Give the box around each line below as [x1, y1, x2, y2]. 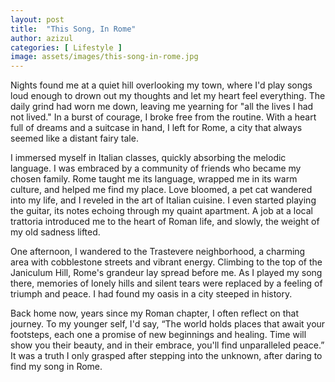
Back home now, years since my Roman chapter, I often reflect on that [10, 307, 300, 320]
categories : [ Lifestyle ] [10, 42, 123, 53]
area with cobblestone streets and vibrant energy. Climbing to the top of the [10, 256, 323, 268]
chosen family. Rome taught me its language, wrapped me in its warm [10, 173, 298, 185]
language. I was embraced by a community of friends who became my [10, 162, 302, 175]
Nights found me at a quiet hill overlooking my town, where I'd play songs [10, 79, 313, 91]
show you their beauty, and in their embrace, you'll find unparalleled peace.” [10, 339, 325, 351]
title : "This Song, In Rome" [10, 24, 137, 34]
